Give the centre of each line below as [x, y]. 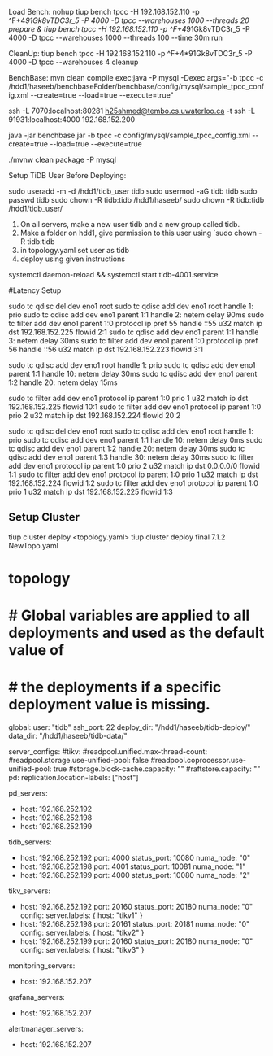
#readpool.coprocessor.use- [198, 761]
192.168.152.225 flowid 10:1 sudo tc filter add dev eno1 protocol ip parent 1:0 [135, 407]
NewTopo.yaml [33, 545]
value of [37, 650]
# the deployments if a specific [115, 687]
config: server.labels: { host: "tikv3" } [82, 950]
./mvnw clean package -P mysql [62, 159]
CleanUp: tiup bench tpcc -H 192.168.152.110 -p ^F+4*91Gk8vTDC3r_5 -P [131, 53]
